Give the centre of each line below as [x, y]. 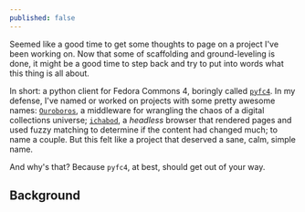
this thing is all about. [49, 73]
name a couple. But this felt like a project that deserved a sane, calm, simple [153, 139]
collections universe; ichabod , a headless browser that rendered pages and [151, 120]
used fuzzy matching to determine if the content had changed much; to [144, 130]
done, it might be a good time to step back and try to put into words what [147, 63]
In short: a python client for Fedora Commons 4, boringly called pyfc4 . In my [152, 90]
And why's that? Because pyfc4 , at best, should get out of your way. [137, 166]
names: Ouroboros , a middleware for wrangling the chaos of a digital [137, 110]
